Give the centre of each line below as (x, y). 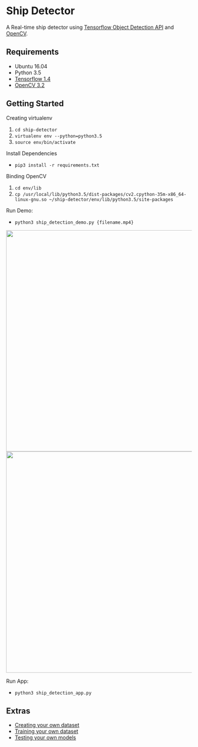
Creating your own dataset (47, 725)
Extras (18, 711)
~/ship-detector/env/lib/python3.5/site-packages (111, 199)
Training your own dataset (46, 731)
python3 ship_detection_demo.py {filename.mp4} (74, 222)
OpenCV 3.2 (30, 85)
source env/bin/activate (45, 142)
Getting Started (35, 104)
